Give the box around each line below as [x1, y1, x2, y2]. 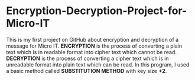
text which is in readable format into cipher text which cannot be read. [6, 48, 177, 55]
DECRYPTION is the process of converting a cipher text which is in [6, 55, 170, 62]
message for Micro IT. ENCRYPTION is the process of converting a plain [6, 42, 182, 49]
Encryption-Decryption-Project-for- [6, 4, 187, 18]
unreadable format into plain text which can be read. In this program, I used [6, 61, 190, 68]
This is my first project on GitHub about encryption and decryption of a [6, 36, 179, 43]
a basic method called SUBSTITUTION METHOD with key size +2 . [6, 67, 167, 74]
